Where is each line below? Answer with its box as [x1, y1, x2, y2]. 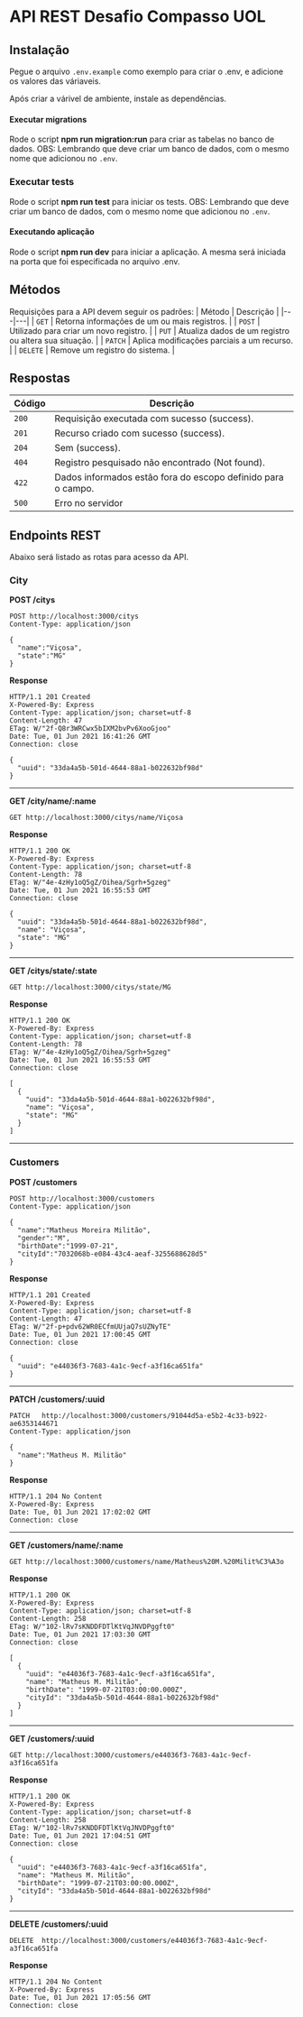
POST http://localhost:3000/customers [9, 1193, 155, 1203]
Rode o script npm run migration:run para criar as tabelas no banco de [9, 134, 275, 145]
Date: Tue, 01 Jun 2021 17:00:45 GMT [9, 1330, 151, 1339]
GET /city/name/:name [9, 796, 96, 806]
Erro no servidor [54, 497, 124, 510]
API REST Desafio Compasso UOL [9, 6, 266, 27]
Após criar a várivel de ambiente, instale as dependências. [9, 93, 227, 104]
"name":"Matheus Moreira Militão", [17, 1225, 151, 1235]
